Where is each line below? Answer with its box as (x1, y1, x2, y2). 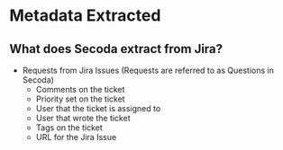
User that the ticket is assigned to (35, 103, 161, 113)
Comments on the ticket (35, 84, 125, 94)
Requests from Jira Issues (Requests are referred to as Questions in (22, 65, 275, 75)
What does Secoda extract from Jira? (9, 41, 224, 57)
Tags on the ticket (35, 122, 104, 133)
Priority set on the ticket (35, 93, 125, 104)
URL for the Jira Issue (35, 132, 117, 142)
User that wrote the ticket (35, 113, 131, 123)
